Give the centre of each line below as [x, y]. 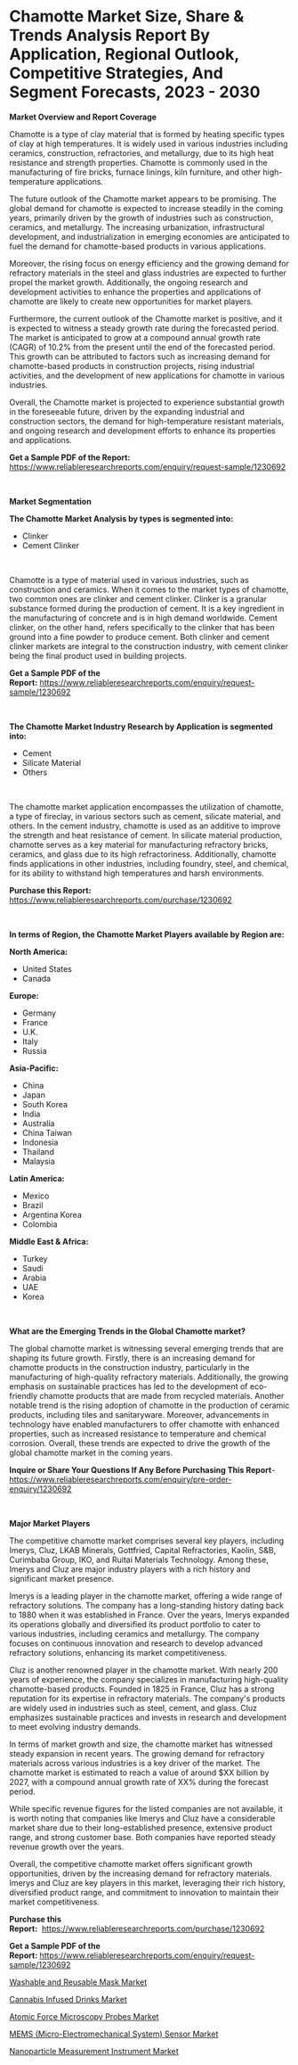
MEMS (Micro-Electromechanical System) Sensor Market [114, 2034]
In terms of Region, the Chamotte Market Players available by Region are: [147, 934]
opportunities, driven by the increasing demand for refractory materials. [141, 1873]
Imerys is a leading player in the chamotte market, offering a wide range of [146, 1596]
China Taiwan [47, 1132]
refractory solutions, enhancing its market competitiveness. [118, 1652]
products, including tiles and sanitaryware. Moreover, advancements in [139, 1414]
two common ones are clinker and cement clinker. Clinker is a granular [138, 598]
